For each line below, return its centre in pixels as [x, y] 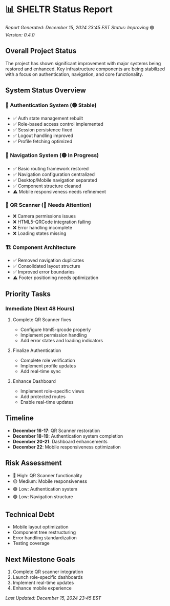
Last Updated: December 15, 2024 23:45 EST [53, 598]
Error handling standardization [45, 538]
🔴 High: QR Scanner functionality [47, 475]
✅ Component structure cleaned [47, 186]
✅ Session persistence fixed [42, 130]
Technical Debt [30, 515]
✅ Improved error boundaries [44, 272]
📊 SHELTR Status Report [59, 9]
